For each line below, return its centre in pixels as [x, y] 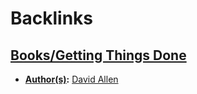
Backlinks [52, 18]
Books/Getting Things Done [98, 55]
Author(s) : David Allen [71, 79]
